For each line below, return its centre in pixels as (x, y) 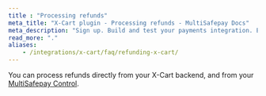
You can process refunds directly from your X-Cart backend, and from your (131, 75)
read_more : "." (33, 38)
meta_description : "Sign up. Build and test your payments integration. (131, 30)
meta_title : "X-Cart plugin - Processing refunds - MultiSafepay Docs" (129, 23)
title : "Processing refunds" (58, 15)
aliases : (23, 45)
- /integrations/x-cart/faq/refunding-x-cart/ (101, 52)
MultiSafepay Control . (44, 83)
